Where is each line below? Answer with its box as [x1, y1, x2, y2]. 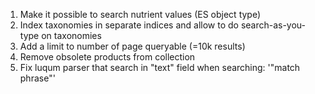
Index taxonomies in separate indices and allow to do [19, 19, 239, 31]
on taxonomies [41, 30, 102, 41]
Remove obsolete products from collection [19, 51, 196, 63]
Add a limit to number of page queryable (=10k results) [19, 40, 246, 52]
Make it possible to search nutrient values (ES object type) [19, 9, 262, 20]
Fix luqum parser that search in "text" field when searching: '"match [19, 62, 301, 73]
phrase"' [19, 72, 56, 84]
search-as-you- [240, 19, 307, 31]
